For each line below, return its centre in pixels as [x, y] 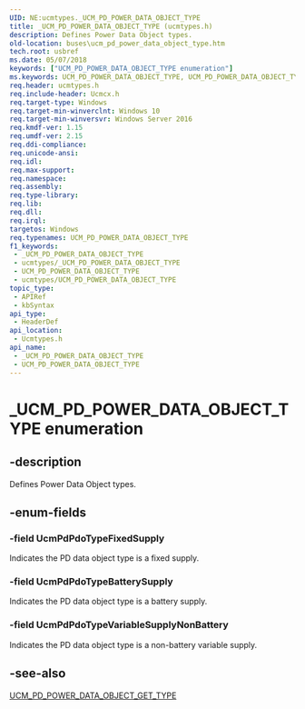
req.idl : [26, 161]
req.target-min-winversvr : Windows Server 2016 [101, 119]
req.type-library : [44, 195]
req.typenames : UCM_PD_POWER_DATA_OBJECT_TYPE [99, 237]
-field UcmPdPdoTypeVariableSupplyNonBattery [119, 625]
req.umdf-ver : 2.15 [46, 136]
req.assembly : [36, 187]
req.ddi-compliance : [49, 145]
